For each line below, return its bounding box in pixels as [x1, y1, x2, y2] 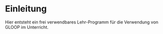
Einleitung [5, 3, 47, 14]
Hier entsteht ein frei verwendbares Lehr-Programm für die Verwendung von [5, 19, 159, 25]
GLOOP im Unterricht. [5, 24, 49, 30]
